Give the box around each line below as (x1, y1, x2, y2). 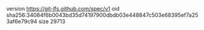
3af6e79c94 (6, 18, 38, 25)
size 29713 (38, 18, 66, 25)
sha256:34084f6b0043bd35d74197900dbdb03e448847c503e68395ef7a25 (6, 11, 199, 19)
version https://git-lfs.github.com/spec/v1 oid (6, 5, 120, 12)
